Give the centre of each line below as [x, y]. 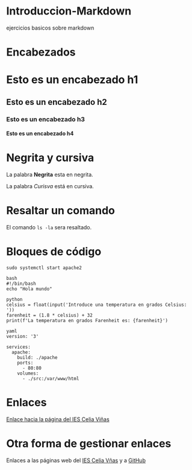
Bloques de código [54, 252]
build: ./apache [38, 358]
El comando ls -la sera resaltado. [49, 227]
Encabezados [41, 52]
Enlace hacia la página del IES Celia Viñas [58, 419]
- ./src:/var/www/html [51, 379]
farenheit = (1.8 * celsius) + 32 [50, 316]
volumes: [28, 373]
